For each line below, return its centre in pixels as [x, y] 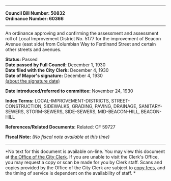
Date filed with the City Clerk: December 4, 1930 [57, 70]
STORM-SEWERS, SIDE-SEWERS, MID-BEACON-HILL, [83, 112]
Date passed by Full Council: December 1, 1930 [55, 65]
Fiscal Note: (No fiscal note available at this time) [58, 137]
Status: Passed [22, 59]
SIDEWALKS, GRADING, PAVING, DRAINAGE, [91, 106]
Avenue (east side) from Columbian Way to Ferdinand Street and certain [81, 44]
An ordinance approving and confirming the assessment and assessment [82, 33]
